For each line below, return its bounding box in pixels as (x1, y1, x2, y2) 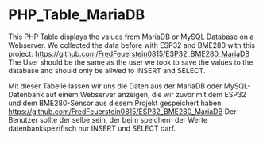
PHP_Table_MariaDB (8, 6, 145, 24)
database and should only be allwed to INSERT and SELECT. (8, 65, 206, 75)
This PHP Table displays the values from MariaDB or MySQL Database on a (8, 32, 254, 41)
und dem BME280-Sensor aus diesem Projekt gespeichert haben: (8, 98, 224, 108)
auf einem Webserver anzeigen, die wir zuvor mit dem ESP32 (45, 89, 246, 99)
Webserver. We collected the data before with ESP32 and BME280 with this (8, 40, 256, 49)
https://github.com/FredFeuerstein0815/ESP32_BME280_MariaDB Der (8, 106, 237, 116)
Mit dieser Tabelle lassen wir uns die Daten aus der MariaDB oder (8, 81, 222, 91)
